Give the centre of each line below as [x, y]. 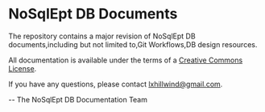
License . [23, 68]
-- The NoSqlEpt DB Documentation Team [78, 99]
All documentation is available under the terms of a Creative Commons [126, 60]
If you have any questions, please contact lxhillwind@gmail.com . [116, 84]
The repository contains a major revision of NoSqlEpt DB [102, 36]
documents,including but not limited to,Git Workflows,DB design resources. [133, 44]
